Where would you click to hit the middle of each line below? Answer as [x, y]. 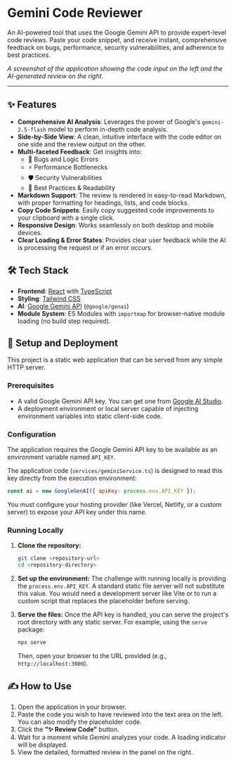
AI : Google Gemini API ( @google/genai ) [73, 306]
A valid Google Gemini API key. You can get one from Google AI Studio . [120, 401]
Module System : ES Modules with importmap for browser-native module [121, 313]
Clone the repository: [49, 546]
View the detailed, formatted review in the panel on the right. [105, 752]
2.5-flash [32, 130]
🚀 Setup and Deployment [63, 343]
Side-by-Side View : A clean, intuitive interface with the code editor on [119, 137]
